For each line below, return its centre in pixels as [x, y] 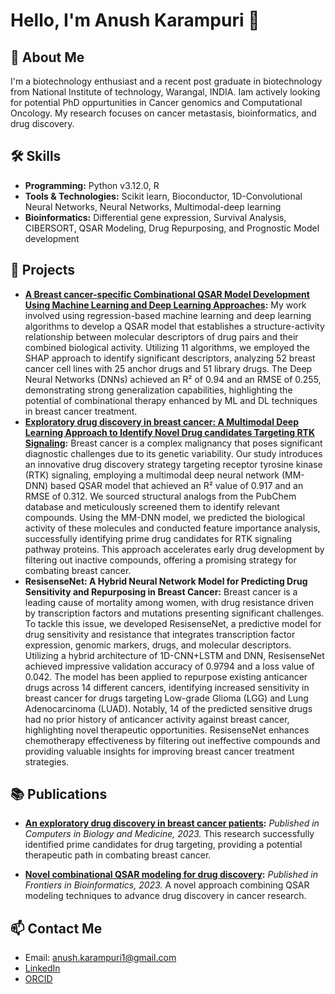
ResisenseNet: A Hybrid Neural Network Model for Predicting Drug [166, 581]
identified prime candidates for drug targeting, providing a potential [163, 845]
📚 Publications [59, 794]
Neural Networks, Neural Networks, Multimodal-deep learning [153, 206]
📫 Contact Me [56, 928]
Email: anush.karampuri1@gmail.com [100, 958]
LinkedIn [42, 968]
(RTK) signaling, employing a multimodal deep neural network [152, 475]
